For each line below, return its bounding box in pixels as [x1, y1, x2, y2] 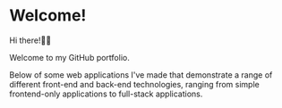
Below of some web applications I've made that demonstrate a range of [9, 69, 273, 80]
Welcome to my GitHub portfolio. [9, 52, 130, 62]
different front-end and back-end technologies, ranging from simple [9, 79, 260, 89]
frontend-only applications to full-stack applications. [9, 88, 203, 99]
